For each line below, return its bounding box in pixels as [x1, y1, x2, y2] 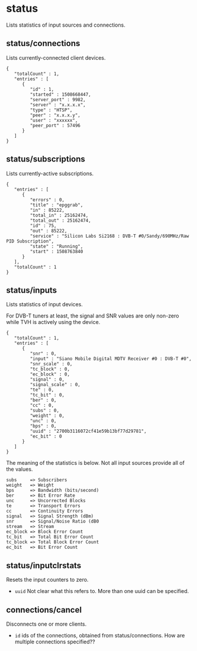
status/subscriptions [6, 154, 86, 164]
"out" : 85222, [30, 228, 67, 234]
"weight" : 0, [30, 413, 65, 419]
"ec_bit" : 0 [30, 433, 62, 439]
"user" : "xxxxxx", [30, 117, 78, 123]
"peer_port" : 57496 [30, 122, 81, 128]
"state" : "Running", [30, 243, 83, 250]
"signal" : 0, [30, 377, 65, 383]
